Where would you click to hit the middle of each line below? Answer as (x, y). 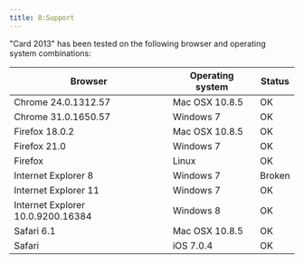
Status (275, 80)
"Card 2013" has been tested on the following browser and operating (138, 43)
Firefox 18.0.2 (44, 131)
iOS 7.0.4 (193, 245)
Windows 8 (197, 211)
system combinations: (51, 53)
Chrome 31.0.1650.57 (62, 117)
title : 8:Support (42, 18)
